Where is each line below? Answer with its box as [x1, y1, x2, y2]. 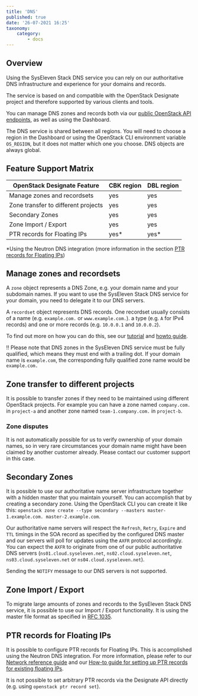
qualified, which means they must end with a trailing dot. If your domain [6, 350, 180, 358]
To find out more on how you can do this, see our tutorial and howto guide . [6, 333, 188, 340]
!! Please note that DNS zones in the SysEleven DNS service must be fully [6, 344, 185, 351]
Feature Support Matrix [6, 164, 94, 174]
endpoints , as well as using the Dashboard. [6, 116, 111, 123]
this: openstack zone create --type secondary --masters [6, 507, 145, 514]
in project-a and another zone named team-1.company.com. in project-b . [6, 407, 183, 415]
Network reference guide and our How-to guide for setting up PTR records [6, 659, 188, 666]
